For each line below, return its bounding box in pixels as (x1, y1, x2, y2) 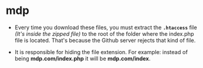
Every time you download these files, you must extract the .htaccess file (14, 24, 197, 31)
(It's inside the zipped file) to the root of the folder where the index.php (14, 30, 194, 37)
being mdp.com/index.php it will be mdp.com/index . (14, 55, 151, 62)
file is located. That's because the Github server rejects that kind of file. (14, 36, 196, 44)
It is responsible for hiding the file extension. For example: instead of (14, 48, 188, 55)
